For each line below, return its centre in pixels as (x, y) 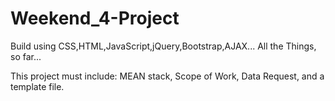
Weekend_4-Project (95, 18)
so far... (26, 56)
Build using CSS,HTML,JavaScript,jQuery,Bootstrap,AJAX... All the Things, (163, 46)
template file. (37, 86)
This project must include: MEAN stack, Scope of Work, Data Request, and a (167, 76)
